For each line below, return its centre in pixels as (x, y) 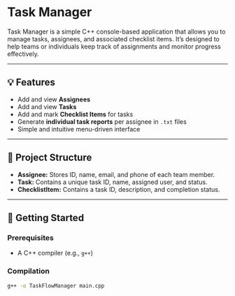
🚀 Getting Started (46, 218)
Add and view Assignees (54, 99)
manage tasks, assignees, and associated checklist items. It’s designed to (114, 38)
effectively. (23, 54)
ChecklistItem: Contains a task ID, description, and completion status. (119, 189)
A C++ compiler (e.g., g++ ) (55, 253)
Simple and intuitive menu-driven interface (79, 129)
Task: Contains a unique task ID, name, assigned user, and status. (112, 182)
